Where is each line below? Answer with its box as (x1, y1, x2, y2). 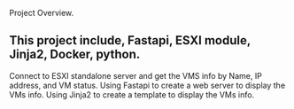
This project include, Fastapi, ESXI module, (9, 33, 251, 48)
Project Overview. (9, 8, 74, 18)
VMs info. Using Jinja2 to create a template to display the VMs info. (9, 89, 255, 100)
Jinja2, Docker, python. (9, 47, 141, 62)
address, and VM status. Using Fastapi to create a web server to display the (9, 80, 286, 90)
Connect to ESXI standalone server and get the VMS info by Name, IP (9, 70, 263, 81)
